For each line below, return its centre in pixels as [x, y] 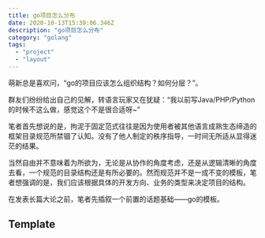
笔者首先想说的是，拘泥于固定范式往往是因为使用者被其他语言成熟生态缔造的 [132, 126]
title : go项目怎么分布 [42, 15]
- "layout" [33, 60]
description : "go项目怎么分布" [56, 30]
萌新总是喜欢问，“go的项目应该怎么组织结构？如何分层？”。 [105, 83]
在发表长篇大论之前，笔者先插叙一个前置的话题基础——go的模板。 [116, 199]
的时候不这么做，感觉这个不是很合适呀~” [74, 109]
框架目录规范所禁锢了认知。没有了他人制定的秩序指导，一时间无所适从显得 [129, 136]
